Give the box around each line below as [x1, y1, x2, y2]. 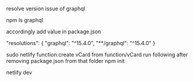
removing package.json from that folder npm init [6, 58, 125, 64]
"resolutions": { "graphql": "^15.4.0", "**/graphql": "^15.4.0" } [6, 40, 156, 46]
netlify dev [6, 69, 33, 76]
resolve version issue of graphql [6, 5, 85, 12]
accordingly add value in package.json [6, 28, 101, 35]
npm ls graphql [6, 17, 44, 23]
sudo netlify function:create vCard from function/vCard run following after [6, 51, 188, 58]
